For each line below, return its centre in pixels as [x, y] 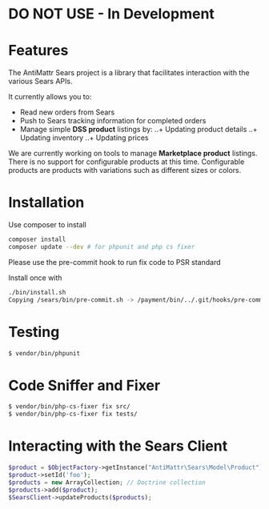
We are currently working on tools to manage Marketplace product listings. [133, 154]
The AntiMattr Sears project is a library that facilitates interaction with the [129, 73]
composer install [37, 240]
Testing [34, 332]
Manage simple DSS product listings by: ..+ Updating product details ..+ [139, 130]
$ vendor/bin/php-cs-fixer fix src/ [69, 407]
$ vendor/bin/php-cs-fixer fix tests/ [73, 414]
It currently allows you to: [50, 97]
